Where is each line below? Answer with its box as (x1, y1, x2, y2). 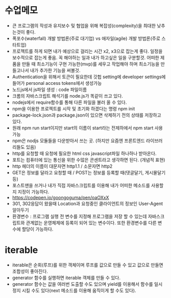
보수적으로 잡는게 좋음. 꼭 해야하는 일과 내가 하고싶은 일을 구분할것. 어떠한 (12, 54, 159, 60)
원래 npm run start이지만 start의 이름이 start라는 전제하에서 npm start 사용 (12, 125, 163, 131)
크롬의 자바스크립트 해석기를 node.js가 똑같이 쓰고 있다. (12, 93, 124, 99)
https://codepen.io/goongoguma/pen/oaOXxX (12, 194, 109, 200)
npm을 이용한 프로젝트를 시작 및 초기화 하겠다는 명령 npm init (12, 105, 135, 111)
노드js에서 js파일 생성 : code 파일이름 (12, 86, 87, 93)
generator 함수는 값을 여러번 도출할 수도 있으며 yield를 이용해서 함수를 (12, 281, 154, 287)
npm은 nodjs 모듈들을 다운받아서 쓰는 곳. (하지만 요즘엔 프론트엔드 (12, 137, 145, 144)
